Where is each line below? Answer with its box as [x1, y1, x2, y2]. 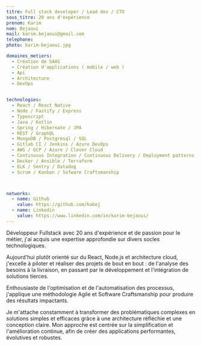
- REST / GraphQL [11, 130, 55, 136]
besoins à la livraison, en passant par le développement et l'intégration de [6, 266, 189, 273]
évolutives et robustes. [6, 333, 62, 341]
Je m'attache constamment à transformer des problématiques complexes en [6, 308, 196, 315]
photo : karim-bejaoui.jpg [6, 43, 71, 48]
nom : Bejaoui [6, 25, 39, 32]
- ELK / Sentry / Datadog [11, 163, 77, 169]
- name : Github [11, 196, 50, 202]
